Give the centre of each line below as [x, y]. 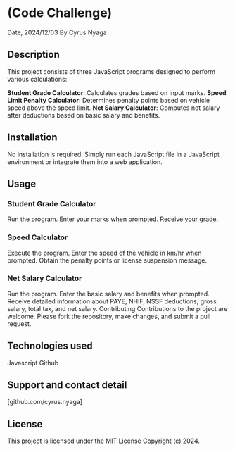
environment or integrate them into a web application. [85, 162]
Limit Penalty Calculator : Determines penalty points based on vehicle [108, 100]
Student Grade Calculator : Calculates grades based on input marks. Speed [117, 92]
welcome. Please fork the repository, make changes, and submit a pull [109, 316]
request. [19, 324]
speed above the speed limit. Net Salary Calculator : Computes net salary [114, 108]
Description [33, 55]
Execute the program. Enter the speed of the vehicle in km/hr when [104, 253]
